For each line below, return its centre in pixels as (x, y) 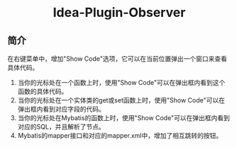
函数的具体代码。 (43, 92)
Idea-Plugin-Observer (119, 13)
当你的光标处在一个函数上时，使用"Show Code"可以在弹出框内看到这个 (121, 83)
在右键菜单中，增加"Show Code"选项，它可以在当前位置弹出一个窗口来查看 (117, 59)
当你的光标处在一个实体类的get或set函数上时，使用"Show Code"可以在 (121, 100)
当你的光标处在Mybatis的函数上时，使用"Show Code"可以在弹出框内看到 (124, 118)
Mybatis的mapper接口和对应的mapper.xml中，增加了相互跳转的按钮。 (120, 136)
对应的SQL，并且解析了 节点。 (61, 127)
